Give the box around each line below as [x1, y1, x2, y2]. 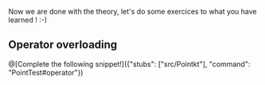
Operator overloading [8, 38, 118, 52]
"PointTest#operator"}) [8, 68, 84, 77]
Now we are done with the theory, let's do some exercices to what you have [8, 7, 257, 16]
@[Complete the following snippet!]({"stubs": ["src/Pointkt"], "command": [8, 59, 251, 68]
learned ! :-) [8, 15, 48, 25]
